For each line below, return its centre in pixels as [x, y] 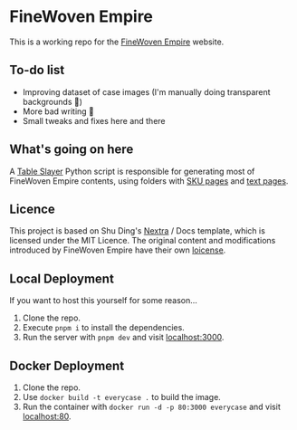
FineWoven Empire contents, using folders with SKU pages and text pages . [149, 181]
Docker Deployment [67, 365]
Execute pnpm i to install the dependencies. [104, 328]
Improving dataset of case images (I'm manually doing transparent [146, 91]
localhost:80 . [47, 416]
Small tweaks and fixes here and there [94, 120]
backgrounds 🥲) [53, 101]
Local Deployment [62, 278]
